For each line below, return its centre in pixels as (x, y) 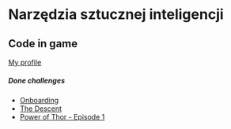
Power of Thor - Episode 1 (62, 116)
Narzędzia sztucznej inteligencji (116, 15)
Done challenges (37, 80)
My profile (25, 62)
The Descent (40, 109)
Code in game (43, 44)
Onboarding (39, 100)
